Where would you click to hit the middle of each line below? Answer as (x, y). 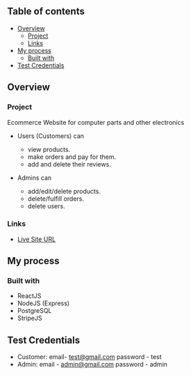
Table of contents (46, 12)
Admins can (34, 178)
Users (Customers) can (51, 136)
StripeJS (30, 318)
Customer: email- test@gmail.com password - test (89, 357)
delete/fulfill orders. (56, 199)
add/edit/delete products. (64, 191)
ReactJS (29, 296)
